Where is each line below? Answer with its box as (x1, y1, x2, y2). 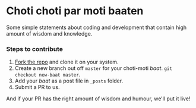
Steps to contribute (6, 45, 64, 53)
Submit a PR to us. (14, 84, 60, 91)
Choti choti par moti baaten (6, 4, 144, 18)
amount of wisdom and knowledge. (6, 30, 93, 37)
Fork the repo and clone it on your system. (14, 58, 119, 66)
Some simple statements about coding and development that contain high (6, 24, 187, 31)
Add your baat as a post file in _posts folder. (14, 77, 124, 84)
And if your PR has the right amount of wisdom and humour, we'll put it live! (6, 95, 191, 102)
